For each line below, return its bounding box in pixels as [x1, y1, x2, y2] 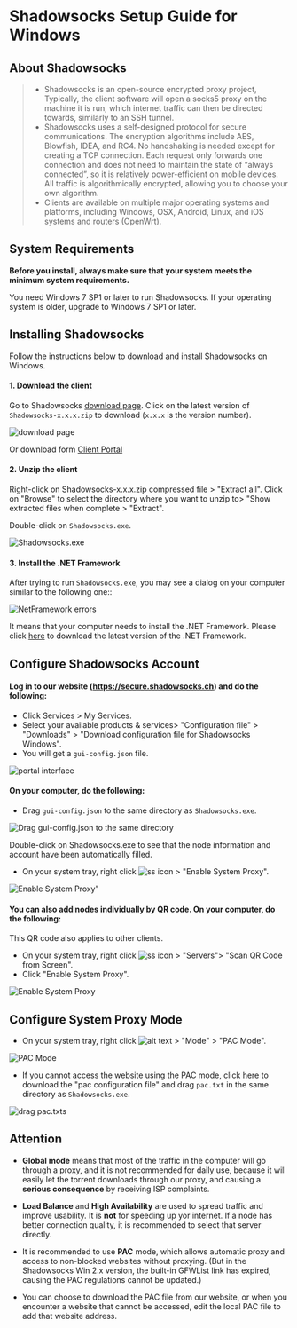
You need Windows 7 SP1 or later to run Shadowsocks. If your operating [9, 291, 272, 303]
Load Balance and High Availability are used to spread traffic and [21, 1200, 263, 1211]
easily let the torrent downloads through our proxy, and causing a [21, 1174, 262, 1184]
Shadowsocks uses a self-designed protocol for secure [43, 122, 246, 132]
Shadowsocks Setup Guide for [9, 6, 238, 27]
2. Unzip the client [9, 464, 78, 475]
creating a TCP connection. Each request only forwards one [43, 150, 263, 161]
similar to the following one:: [9, 587, 113, 597]
